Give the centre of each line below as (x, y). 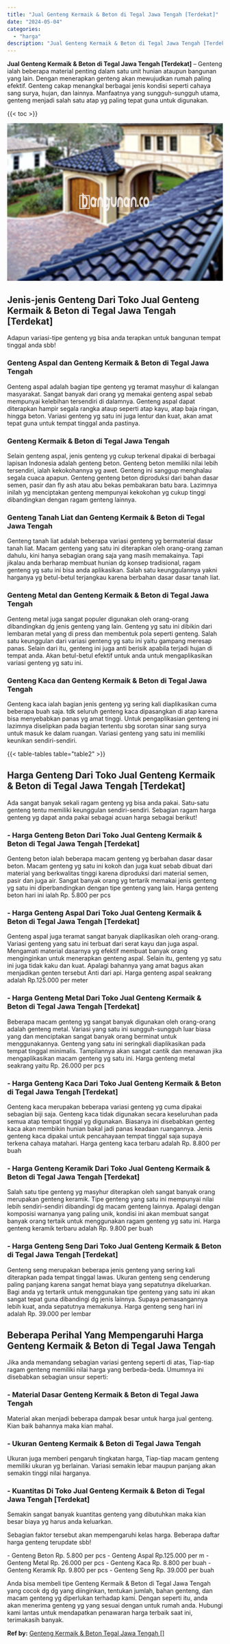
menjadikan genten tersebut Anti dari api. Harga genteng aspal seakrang (110, 973)
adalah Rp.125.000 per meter (48, 980)
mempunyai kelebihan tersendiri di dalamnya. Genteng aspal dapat (101, 401)
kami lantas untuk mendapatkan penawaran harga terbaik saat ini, (100, 1613)
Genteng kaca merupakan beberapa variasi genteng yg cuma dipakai (104, 1107)
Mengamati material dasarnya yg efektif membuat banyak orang (98, 951)
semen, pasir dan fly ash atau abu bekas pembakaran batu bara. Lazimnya (112, 485)
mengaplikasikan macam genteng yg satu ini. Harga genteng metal (101, 1058)
